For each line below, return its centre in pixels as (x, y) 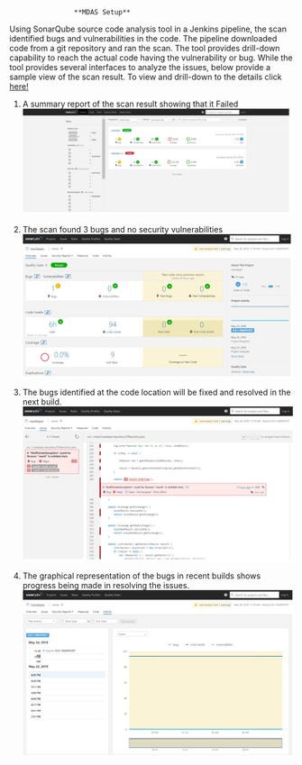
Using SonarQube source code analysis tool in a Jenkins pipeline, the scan (148, 29)
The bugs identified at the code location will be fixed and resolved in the (156, 392)
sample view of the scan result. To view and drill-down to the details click (146, 77)
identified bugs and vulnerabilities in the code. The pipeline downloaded (143, 38)
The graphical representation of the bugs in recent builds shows (142, 576)
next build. (42, 401)
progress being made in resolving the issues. (106, 586)
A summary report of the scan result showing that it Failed (130, 104)
